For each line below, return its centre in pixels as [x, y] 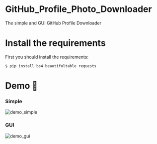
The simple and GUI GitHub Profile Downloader [53, 23]
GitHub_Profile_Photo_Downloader [79, 9]
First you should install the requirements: [47, 57]
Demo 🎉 [22, 86]
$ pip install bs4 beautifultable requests [51, 66]
